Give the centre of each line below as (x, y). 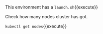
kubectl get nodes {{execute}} (36, 26)
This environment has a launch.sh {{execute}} (51, 7)
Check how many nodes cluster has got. (47, 17)
